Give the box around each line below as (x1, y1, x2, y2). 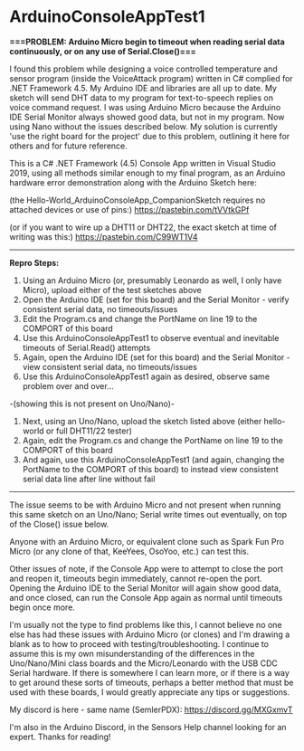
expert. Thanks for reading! (9, 731, 111, 742)
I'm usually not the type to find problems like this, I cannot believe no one (9, 619, 282, 630)
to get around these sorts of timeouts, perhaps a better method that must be (9, 677, 294, 688)
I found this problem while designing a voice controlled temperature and (9, 63, 278, 74)
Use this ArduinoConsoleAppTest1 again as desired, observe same (22, 371, 270, 382)
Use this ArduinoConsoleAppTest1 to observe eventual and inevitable (22, 332, 280, 343)
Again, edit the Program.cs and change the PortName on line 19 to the (22, 434, 283, 445)
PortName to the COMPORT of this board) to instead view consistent (22, 463, 279, 474)
